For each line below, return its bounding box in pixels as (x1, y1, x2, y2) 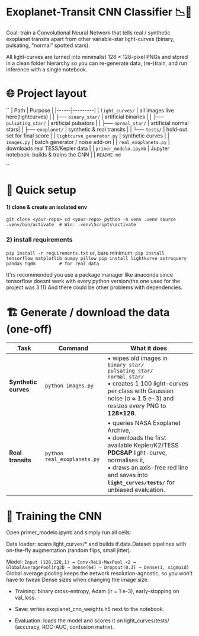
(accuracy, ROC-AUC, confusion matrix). (14, 624, 114, 631)
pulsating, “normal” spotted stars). (6, 42, 90, 49)
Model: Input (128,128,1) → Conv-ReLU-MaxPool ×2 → (6, 558, 136, 566)
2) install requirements (6, 236, 73, 244)
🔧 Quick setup (6, 183, 76, 197)
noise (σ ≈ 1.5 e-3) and (107, 394, 174, 402)
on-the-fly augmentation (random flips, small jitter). (6, 547, 131, 554)
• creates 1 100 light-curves (107, 379, 188, 387)
